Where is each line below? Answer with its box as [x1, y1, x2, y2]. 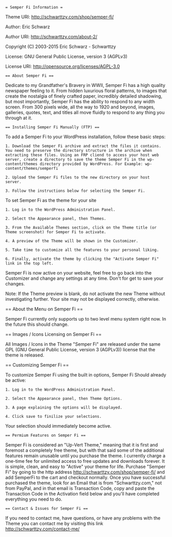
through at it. [5, 115, 32, 121]
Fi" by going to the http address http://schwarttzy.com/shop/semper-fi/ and [5, 469, 165, 475]
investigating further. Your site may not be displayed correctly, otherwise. [5, 296, 160, 302]
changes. [5, 281, 25, 286]
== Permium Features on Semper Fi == [5, 433, 86, 438]
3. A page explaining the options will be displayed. [5, 405, 123, 410]
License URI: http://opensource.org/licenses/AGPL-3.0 [5, 63, 120, 69]
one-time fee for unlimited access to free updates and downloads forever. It [5, 458, 165, 464]
